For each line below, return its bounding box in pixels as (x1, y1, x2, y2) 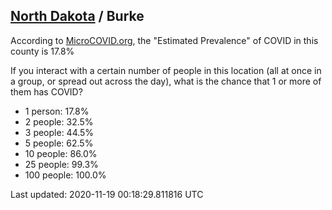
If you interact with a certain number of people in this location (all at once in (10, 64, 322, 76)
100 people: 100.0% (24, 169, 107, 181)
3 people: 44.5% (24, 126, 95, 138)
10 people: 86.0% (24, 147, 98, 159)
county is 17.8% (10, 45, 75, 57)
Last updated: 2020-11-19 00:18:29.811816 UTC (10, 188, 204, 200)
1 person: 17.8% (24, 105, 90, 117)
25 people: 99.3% (24, 158, 99, 170)
